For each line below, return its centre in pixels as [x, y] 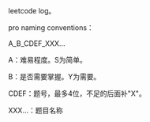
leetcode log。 [32, 11]
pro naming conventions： [51, 28]
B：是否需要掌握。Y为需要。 [54, 76]
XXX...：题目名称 [36, 110]
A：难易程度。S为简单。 [47, 60]
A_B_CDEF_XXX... [37, 44]
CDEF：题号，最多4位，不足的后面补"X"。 [77, 93]
